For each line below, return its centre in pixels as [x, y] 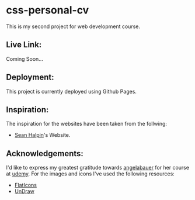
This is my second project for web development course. [73, 26]
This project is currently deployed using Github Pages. [72, 91]
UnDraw [25, 191]
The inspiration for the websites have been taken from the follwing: [87, 124]
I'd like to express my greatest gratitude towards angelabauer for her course [98, 168]
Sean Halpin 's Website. [42, 135]
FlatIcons [25, 185]
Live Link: [24, 45]
